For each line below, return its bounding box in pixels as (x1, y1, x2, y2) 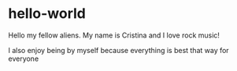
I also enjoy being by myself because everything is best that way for (8, 45, 230, 55)
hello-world (8, 5, 87, 23)
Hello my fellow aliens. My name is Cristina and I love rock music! (8, 30, 220, 40)
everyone (8, 54, 39, 63)
